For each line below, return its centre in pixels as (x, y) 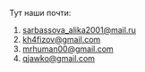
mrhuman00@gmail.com (68, 49)
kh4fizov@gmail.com (61, 40)
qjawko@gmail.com (59, 58)
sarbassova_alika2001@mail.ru (79, 30)
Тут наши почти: (40, 13)
